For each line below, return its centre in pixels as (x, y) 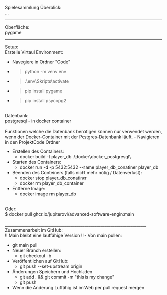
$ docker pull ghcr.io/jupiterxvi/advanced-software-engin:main (70, 214)
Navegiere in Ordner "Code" (41, 62)
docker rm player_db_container (51, 183)
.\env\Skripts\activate (47, 81)
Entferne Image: (29, 189)
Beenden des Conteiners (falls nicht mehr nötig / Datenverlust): (77, 173)
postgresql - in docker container (38, 121)
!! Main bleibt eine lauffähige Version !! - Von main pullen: (64, 235)
